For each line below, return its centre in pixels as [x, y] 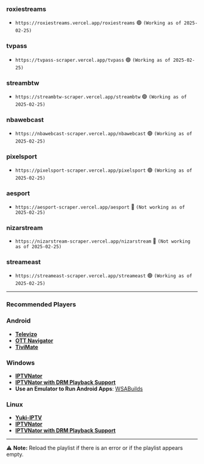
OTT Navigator [34, 340]
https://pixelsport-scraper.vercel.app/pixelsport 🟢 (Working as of [104, 170]
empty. [15, 454]
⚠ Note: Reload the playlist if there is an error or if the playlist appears [95, 448]
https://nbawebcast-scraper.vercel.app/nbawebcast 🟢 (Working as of [104, 133]
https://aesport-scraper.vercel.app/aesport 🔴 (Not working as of [100, 207]
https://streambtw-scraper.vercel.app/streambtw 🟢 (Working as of [101, 96]
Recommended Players [41, 304]
